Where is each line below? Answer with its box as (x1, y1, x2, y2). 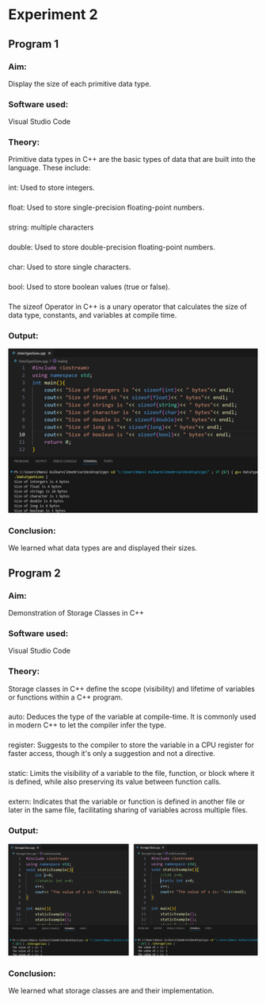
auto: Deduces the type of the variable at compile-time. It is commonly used (8, 712, 256, 722)
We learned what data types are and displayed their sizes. (8, 543, 198, 553)
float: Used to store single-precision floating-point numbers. (8, 203, 204, 212)
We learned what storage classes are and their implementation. (8, 986, 215, 996)
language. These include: (8, 163, 91, 172)
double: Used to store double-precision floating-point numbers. (8, 242, 215, 252)
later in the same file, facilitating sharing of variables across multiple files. (8, 805, 248, 815)
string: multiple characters (8, 222, 94, 232)
